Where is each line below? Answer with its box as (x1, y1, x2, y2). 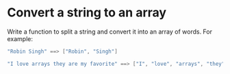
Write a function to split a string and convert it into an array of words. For (7, 27, 212, 36)
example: (7, 34, 33, 42)
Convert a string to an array (7, 5, 166, 21)
